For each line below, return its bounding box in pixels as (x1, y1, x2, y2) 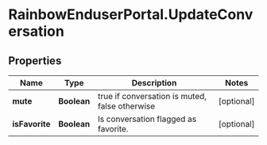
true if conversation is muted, (98, 91, 207, 101)
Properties (8, 54, 62, 67)
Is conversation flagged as (98, 113, 197, 124)
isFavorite (12, 119, 51, 129)
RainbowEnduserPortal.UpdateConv (8, 6, 253, 24)
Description (131, 78, 177, 88)
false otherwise (98, 101, 156, 112)
